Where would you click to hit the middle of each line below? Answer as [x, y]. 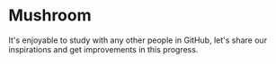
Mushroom [50, 16]
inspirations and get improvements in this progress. [103, 49]
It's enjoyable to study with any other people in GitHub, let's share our [138, 40]
